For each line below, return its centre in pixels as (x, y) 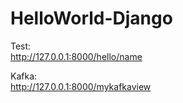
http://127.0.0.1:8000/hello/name (76, 56)
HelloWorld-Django (91, 18)
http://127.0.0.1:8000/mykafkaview (81, 86)
